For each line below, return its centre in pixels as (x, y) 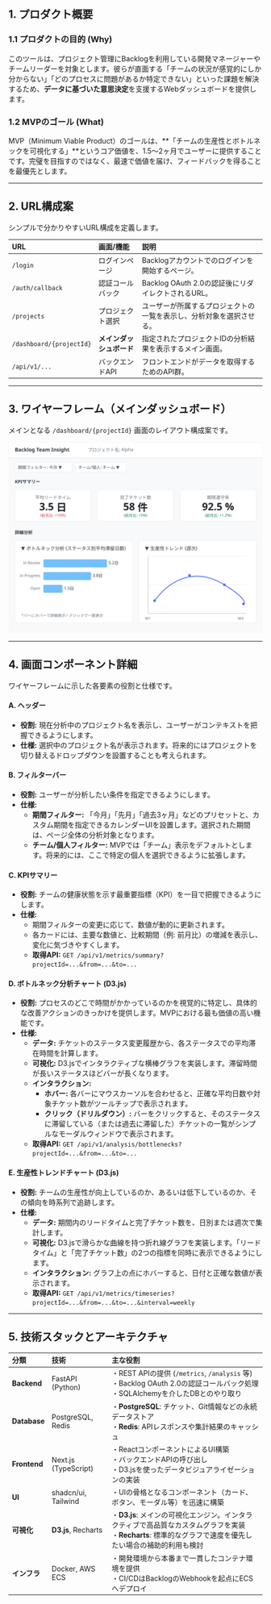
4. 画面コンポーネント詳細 (73, 665)
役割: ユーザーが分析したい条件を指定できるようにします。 (117, 795)
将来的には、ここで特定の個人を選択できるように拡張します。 (148, 855)
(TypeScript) (73, 1468)
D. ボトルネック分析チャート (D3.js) (67, 983)
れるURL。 (195, 293)
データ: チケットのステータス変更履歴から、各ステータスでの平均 (140, 1044)
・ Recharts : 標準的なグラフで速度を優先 (179, 1535)
